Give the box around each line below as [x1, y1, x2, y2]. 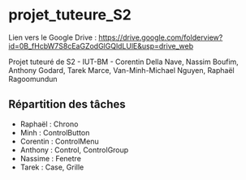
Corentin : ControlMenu [19, 136, 99, 146]
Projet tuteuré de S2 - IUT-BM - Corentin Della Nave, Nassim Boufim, [8, 57, 240, 66]
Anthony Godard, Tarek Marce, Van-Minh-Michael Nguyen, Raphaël [8, 65, 235, 75]
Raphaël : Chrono [19, 119, 79, 129]
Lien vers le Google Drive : [8, 32, 97, 42]
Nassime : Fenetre [19, 153, 81, 163]
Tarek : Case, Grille [19, 162, 84, 172]
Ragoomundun [8, 74, 58, 84]
